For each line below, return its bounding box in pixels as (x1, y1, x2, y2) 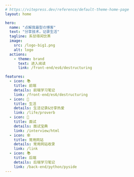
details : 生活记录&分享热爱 (14, 106, 65, 111)
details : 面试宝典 (14, 124, 48, 129)
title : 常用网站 (14, 137, 44, 142)
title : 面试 (14, 119, 36, 124)
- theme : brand (14, 56, 45, 61)
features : (5, 74, 25, 79)
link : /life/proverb (14, 110, 55, 115)
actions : (9, 52, 27, 57)
